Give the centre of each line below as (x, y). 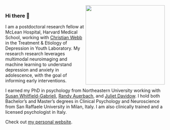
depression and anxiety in (32, 70)
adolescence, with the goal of (36, 75)
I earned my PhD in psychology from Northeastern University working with (83, 90)
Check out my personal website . (39, 122)
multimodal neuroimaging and (36, 59)
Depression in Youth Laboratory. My (43, 48)
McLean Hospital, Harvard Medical (41, 32)
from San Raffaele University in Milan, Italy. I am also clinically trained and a (84, 107)
